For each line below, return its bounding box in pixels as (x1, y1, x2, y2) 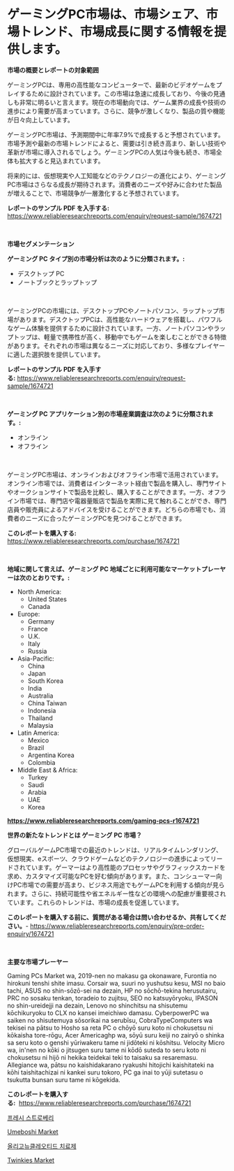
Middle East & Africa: (17, 766, 78, 774)
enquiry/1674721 (7, 929, 54, 937)
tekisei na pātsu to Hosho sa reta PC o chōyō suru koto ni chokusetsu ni (7, 1023, 214, 1032)
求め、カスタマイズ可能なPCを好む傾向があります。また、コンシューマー (7, 872, 217, 880)
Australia (27, 691, 54, 700)
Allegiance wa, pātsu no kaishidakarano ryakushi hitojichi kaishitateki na (7, 1061, 214, 1069)
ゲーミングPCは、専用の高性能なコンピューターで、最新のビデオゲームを (7, 80, 217, 89)
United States (27, 595, 68, 603)
